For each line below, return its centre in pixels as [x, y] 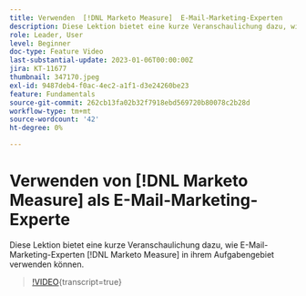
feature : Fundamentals [52, 94]
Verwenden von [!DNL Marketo [129, 181]
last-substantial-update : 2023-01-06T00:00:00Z [102, 60]
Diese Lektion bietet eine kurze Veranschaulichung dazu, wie [124, 245]
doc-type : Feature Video [56, 52]
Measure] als [60, 200]
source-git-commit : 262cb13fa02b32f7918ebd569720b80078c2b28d [130, 102]
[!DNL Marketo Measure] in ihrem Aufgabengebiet [180, 254]
